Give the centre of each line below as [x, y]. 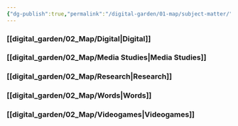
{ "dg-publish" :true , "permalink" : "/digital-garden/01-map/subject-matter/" [120, 14]
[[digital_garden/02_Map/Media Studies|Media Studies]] [107, 57]
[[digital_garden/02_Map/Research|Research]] [89, 76]
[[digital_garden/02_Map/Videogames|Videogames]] [101, 115]
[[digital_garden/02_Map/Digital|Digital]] [79, 38]
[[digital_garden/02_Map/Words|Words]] [79, 96]
